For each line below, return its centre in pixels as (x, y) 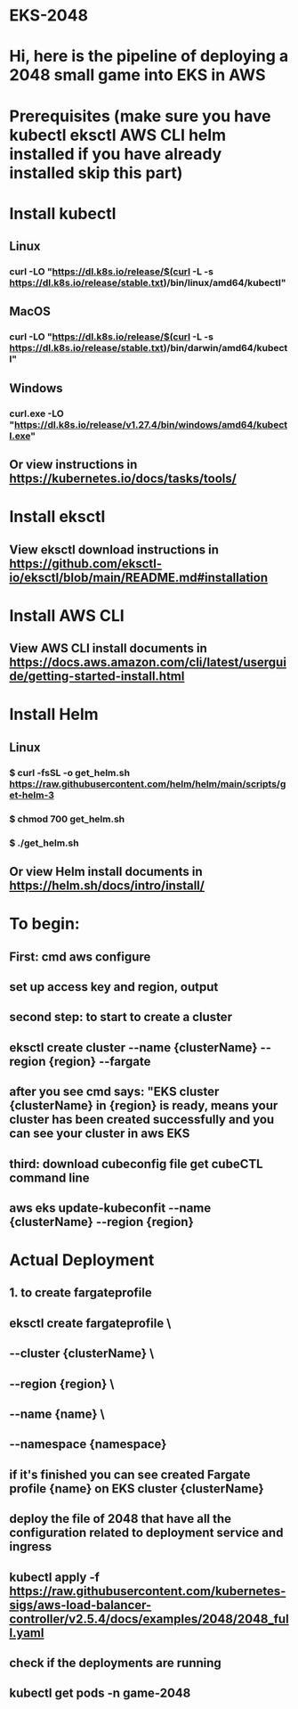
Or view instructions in (73, 465)
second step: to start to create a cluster (121, 1017)
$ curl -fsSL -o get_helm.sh (70, 773)
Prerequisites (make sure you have (140, 116)
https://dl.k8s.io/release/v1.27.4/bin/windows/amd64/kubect (151, 424)
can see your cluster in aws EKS (100, 1134)
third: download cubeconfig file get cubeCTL (137, 1164)
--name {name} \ (57, 1415)
